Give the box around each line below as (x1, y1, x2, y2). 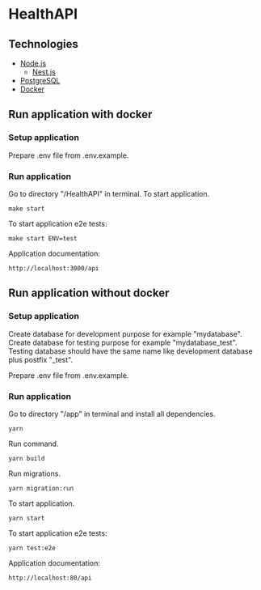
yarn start (8, 514, 45, 522)
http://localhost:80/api (8, 574, 92, 582)
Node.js (19, 58, 47, 68)
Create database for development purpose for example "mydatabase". (8, 329, 242, 338)
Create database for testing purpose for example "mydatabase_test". (8, 337, 238, 347)
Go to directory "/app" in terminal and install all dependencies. (8, 409, 216, 418)
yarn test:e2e (8, 544, 57, 552)
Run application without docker (8, 287, 170, 300)
